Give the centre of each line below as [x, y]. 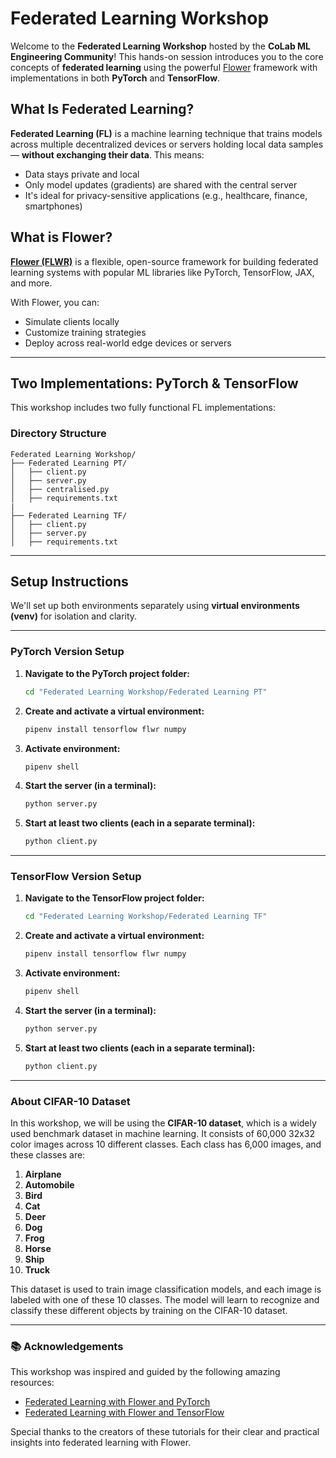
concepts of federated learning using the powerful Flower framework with [164, 67]
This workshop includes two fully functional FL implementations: [143, 408]
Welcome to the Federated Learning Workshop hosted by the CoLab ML [160, 46]
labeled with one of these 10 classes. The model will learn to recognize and [165, 1300]
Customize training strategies [85, 332]
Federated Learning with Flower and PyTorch [117, 1402]
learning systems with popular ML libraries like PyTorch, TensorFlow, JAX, [162, 272]
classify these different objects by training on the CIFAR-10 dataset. [149, 1311]
